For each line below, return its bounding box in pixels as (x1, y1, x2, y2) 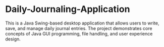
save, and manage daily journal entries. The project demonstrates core (5, 25, 152, 31)
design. (5, 36, 21, 42)
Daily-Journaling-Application (5, 3, 130, 15)
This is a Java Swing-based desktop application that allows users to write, (5, 20, 159, 26)
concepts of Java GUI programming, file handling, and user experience (5, 30, 153, 36)
